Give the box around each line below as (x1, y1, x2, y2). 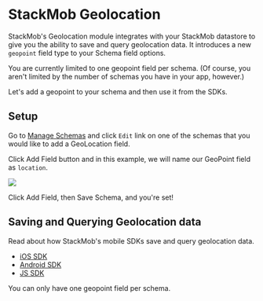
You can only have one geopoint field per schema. (8, 283, 171, 292)
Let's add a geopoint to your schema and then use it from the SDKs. (8, 86, 228, 96)
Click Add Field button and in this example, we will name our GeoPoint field (8, 154, 251, 163)
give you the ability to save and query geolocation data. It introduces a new (8, 39, 251, 49)
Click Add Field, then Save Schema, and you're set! (8, 193, 174, 202)
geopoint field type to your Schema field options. (8, 48, 166, 57)
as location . (8, 163, 49, 172)
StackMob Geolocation (8, 6, 161, 24)
